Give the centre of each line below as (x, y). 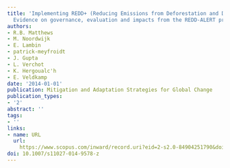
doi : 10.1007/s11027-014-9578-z (53, 154)
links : (16, 128)
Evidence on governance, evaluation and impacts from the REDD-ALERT (114, 20)
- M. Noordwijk (29, 39)
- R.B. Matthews (30, 33)
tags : (15, 115)
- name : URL (24, 134)
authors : (20, 26)
